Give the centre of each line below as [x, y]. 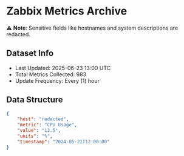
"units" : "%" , [35, 136]
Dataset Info [30, 54]
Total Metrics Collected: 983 [51, 74]
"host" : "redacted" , [43, 119]
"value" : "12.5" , [39, 131]
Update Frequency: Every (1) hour [57, 80]
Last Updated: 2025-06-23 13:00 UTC [63, 68]
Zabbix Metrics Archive [67, 11]
